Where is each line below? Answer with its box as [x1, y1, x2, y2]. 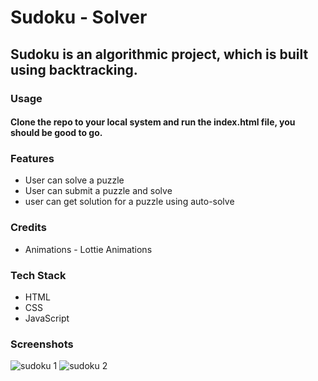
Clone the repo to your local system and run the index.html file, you [10, 116, 296, 128]
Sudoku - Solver [10, 6, 148, 29]
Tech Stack [10, 268, 67, 282]
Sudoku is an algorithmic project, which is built [10, 46, 309, 63]
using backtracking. [10, 61, 138, 78]
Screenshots [10, 337, 74, 351]
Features [10, 152, 55, 166]
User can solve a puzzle [24, 174, 125, 186]
